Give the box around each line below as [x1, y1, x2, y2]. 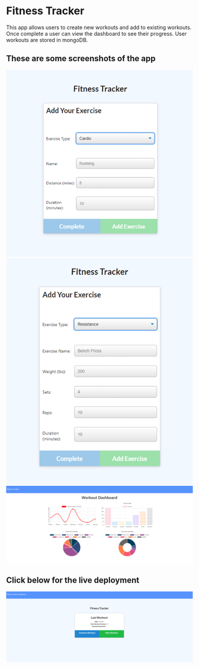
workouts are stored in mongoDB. [6, 36, 88, 43]
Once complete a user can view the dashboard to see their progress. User [6, 30, 187, 37]
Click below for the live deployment [6, 575, 140, 586]
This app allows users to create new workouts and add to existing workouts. [6, 24, 192, 31]
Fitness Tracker [6, 4, 85, 18]
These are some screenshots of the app [6, 53, 156, 63]
